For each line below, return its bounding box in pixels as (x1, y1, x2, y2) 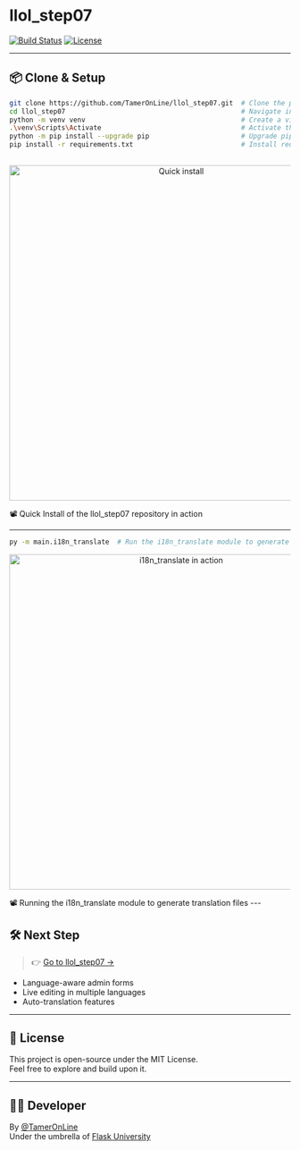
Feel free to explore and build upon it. (9, 1063, 147, 1074)
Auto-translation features (21, 996, 115, 1007)
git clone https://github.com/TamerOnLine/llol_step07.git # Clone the (9, 98, 286, 107)
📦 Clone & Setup (9, 71, 106, 86)
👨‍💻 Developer (9, 1097, 87, 1113)
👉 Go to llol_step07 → (30, 956, 114, 967)
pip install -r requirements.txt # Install (9, 140, 278, 149)
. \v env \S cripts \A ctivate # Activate (9, 123, 281, 132)
